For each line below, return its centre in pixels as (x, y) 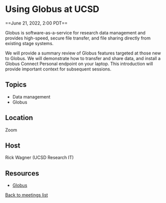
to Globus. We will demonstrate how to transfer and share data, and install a (83, 58)
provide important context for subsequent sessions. (58, 69)
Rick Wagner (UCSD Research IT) (39, 157)
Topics (16, 85)
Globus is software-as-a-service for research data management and (75, 32)
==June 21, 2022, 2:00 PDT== (36, 23)
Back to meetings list (27, 195)
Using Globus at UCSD (52, 9)
